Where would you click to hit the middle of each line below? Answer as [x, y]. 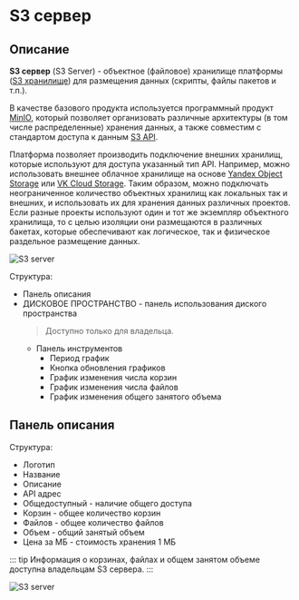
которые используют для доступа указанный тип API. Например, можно [149, 164]
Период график [80, 358]
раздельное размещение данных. [75, 241]
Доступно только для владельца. [109, 331]
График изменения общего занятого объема [135, 397]
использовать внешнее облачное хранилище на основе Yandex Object [146, 174]
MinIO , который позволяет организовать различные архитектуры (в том [149, 118]
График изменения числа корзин [113, 377]
